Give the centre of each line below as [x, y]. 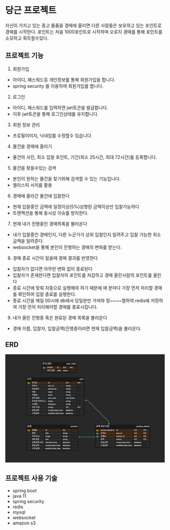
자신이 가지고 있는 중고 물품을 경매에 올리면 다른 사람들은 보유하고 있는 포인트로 [83, 25]
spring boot [25, 490]
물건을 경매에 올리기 [32, 146]
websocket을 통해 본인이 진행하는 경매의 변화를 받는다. [67, 247]
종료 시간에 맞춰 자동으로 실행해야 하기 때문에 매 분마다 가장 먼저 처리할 [83, 288]
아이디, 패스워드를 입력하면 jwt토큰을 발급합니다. [60, 108]
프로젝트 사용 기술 [31, 478]
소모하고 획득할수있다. [27, 38]
